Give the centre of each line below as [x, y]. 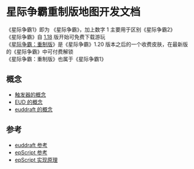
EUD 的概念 [29, 102]
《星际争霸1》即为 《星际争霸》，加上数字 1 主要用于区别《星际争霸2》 [91, 29]
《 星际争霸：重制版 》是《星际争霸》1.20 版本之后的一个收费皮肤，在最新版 [97, 44]
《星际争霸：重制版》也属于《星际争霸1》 [56, 59]
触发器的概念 [30, 94]
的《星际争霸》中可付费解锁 [40, 51]
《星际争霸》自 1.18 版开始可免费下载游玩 [56, 37]
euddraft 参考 [31, 145]
